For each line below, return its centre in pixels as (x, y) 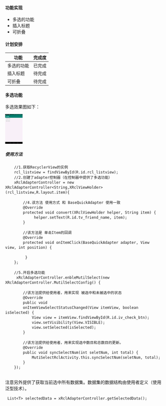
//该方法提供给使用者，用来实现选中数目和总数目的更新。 (73, 343)
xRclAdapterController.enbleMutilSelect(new (63, 278)
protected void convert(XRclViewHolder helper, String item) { (89, 213)
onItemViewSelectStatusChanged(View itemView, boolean (81, 308)
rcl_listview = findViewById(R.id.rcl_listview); (66, 173)
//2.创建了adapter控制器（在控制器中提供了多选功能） (63, 178)
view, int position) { (28, 248)
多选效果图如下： (23, 107)
